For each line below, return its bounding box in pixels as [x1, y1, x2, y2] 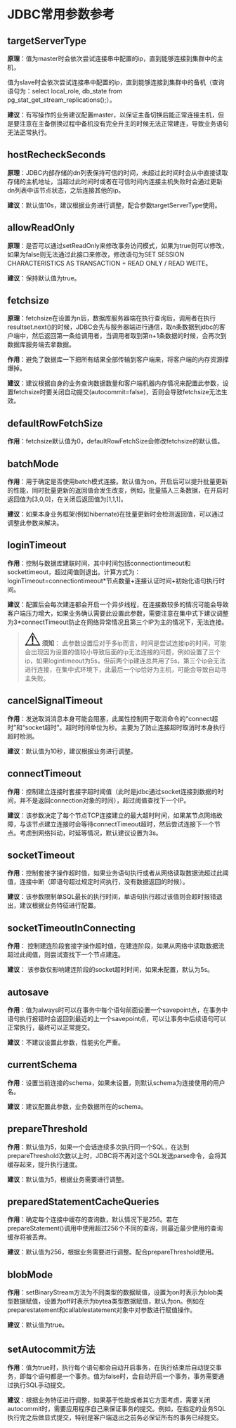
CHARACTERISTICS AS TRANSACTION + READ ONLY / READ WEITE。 [7, 259, 212, 267]
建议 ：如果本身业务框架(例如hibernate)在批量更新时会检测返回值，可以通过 [7, 510, 224, 519]
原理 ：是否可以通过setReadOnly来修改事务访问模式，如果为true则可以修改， [7, 241, 228, 249]
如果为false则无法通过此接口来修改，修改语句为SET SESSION [7, 250, 185, 259]
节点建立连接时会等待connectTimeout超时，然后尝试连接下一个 [31, 819, 215, 828]
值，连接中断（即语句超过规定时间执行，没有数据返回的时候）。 [7, 878, 189, 886]
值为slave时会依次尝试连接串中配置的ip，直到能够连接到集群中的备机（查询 [7, 78, 225, 86]
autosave [7, 986, 49, 998]
